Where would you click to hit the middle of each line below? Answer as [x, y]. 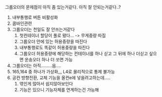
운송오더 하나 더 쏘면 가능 [49, 60]
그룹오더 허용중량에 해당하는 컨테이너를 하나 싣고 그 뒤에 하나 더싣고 [84, 54]
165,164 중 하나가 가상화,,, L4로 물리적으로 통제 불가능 [63, 72]
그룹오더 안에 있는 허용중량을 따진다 [53, 42]
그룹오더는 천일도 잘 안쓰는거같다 [43, 29]
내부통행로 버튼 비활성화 [35, 17]
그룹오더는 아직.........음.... [36, 66]
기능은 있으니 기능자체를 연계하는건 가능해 [59, 90]
